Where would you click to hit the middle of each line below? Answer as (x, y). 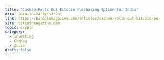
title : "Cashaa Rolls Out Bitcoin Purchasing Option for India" (72, 9)
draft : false (18, 50)
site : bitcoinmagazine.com (32, 23)
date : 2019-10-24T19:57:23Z (34, 14)
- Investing (22, 37)
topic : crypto (20, 28)
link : (10, 18)
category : (15, 32)
